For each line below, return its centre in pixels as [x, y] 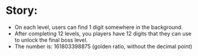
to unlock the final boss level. [51, 40]
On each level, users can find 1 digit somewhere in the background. [99, 27]
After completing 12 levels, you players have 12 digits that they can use [103, 33]
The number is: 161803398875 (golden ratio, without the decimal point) [103, 46]
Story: [22, 11]
